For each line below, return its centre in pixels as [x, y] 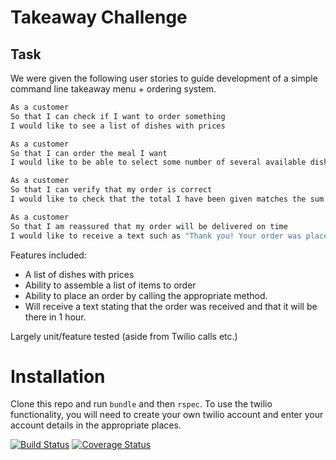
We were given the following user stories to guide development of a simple [164, 78]
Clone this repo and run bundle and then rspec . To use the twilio [141, 404]
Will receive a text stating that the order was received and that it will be [171, 306]
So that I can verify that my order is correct [111, 190]
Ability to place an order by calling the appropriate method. [146, 295]
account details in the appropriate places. [96, 425]
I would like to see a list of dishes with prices [118, 126]
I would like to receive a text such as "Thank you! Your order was [156, 236]
